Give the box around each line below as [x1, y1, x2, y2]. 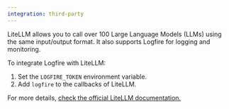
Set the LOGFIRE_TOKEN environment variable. [17, 72, 147, 81]
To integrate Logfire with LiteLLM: [7, 58, 106, 67]
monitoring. [7, 45, 41, 53]
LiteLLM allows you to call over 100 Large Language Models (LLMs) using [7, 30, 222, 38]
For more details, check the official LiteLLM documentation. [7, 93, 181, 102]
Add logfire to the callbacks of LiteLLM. [17, 79, 137, 88]
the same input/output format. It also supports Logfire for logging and [7, 37, 211, 46]
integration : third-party [7, 10, 84, 18]
